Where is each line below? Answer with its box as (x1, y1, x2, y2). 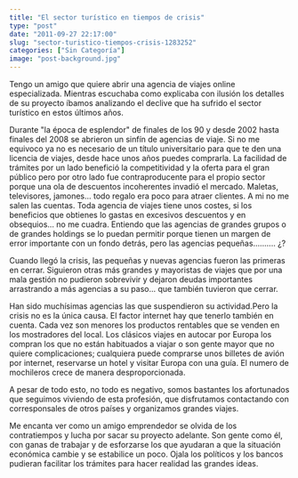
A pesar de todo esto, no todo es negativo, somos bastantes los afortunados (9, 385, 290, 394)
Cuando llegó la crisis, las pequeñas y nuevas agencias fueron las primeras (9, 255, 286, 265)
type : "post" (9, 21, 58, 30)
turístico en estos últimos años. (9, 108, 125, 117)
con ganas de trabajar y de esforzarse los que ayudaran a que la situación (9, 440, 281, 450)
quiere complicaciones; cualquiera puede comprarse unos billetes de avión (9, 348, 285, 359)
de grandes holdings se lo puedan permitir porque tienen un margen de (9, 229, 271, 239)
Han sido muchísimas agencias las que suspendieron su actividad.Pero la (9, 301, 278, 312)
